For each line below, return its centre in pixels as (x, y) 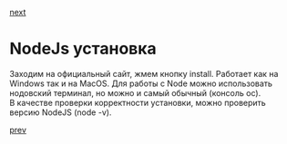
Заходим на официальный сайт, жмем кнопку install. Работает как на (144, 73)
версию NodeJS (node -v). (61, 112)
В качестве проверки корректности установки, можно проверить (138, 102)
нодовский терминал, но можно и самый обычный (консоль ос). (135, 92)
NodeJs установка (83, 49)
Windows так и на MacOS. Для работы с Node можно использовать (141, 83)
